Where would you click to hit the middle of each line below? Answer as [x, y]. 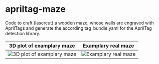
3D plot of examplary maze [42, 46]
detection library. [23, 33]
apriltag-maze [36, 9]
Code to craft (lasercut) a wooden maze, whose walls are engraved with [79, 23]
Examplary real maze [108, 46]
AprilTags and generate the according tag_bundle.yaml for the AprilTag [78, 28]
